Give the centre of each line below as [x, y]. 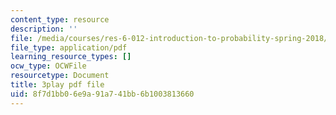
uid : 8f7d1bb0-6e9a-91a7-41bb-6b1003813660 [102, 94]
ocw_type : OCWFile [48, 66]
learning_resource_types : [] [71, 57]
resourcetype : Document [60, 76]
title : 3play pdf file [57, 85]
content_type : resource [60, 19]
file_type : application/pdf [69, 47]
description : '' [44, 29]
